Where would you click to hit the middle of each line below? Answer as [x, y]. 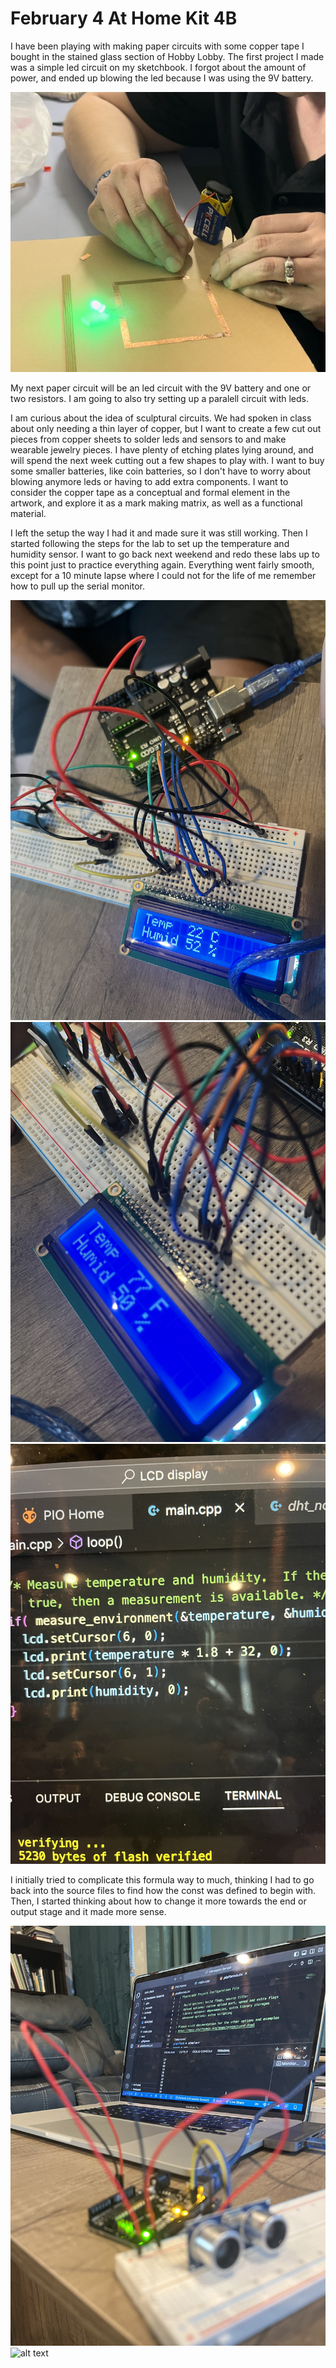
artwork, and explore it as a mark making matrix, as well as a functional [156, 503]
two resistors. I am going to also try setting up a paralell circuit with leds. [159, 399]
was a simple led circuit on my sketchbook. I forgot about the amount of [158, 67]
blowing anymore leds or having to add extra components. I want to [149, 482]
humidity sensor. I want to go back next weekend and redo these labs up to [165, 554]
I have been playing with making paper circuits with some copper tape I [157, 46]
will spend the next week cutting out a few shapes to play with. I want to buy [167, 461]
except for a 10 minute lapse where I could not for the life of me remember [163, 576]
